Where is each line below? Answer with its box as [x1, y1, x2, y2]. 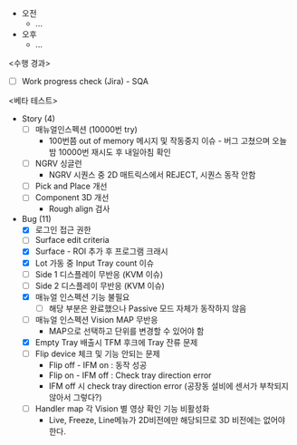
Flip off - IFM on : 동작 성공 [48, 360, 148, 370]
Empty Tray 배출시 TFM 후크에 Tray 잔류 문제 [34, 336, 198, 347]
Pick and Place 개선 [34, 180, 108, 192]
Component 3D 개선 [34, 192, 110, 203]
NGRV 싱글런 [34, 158, 82, 169]
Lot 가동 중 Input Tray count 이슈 [34, 257, 155, 268]
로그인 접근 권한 [34, 225, 91, 236]
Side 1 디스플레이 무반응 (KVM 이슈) [34, 268, 164, 279]
